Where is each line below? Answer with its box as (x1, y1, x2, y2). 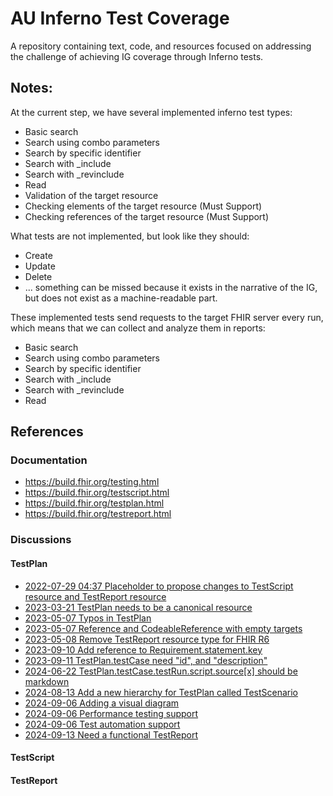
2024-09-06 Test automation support (24, 718, 181, 730)
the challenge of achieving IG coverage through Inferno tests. (10, 50, 264, 62)
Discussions (10, 533, 72, 547)
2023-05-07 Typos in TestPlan (24, 612, 152, 624)
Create (24, 249, 53, 261)
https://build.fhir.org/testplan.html (24, 497, 165, 509)
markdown (24, 675, 70, 687)
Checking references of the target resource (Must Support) (24, 210, 270, 222)
